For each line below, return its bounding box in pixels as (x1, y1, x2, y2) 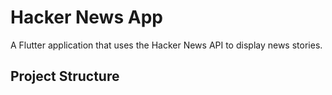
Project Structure (10, 68, 120, 85)
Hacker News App (10, 6, 163, 29)
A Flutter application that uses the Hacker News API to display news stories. (10, 39, 323, 51)
